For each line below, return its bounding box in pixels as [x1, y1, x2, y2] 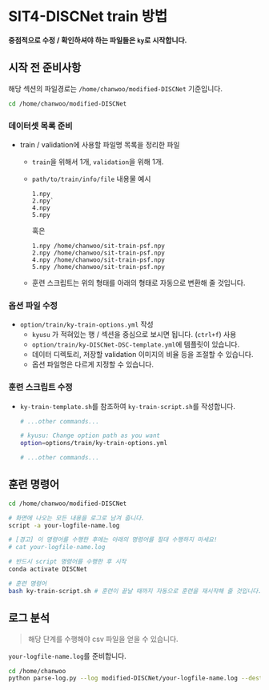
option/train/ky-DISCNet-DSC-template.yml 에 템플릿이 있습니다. [31, 339, 240, 349]
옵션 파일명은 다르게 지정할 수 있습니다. [31, 359, 155, 369]
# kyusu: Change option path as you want [19, 431, 160, 440]
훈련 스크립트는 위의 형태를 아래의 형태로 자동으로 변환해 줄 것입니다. [31, 278, 246, 287]
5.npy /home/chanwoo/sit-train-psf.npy [31, 263, 166, 271]
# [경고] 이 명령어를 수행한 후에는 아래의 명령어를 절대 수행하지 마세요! [8, 536, 218, 544]
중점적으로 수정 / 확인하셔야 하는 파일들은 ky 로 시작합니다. [8, 35, 187, 45]
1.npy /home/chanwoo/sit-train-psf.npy [31, 242, 166, 250]
